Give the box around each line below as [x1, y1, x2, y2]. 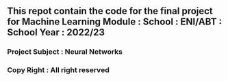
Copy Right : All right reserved [7, 65, 110, 75]
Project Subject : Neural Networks [7, 47, 123, 56]
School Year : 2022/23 [7, 27, 105, 38]
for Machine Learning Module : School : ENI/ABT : [7, 16, 223, 28]
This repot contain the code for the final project [7, 5, 214, 17]
